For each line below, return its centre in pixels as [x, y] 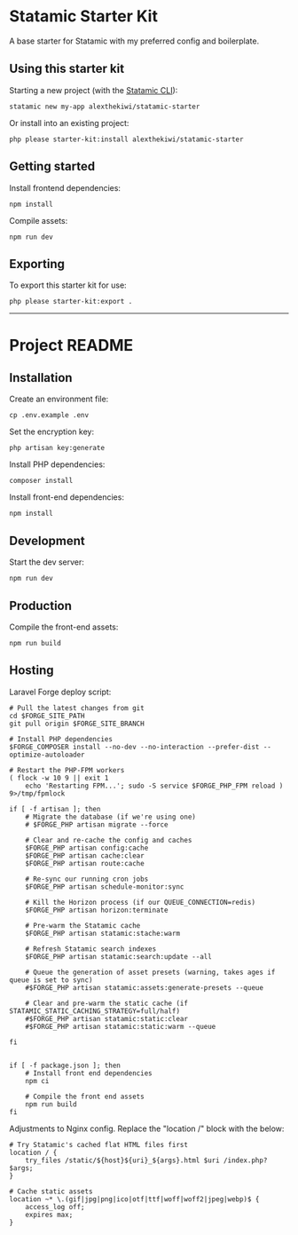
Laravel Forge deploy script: [60, 692]
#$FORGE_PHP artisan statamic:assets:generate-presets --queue [145, 987]
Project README [71, 345]
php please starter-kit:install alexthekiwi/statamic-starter [126, 139]
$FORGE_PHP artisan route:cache [85, 863]
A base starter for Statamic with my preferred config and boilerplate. [134, 41]
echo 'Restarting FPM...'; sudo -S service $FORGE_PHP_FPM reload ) [154, 786]
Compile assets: [39, 220]
